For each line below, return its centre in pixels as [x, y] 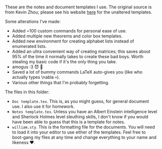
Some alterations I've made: [33, 22]
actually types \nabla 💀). [36, 77]
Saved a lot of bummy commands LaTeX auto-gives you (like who [77, 72]
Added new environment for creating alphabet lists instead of [73, 41]
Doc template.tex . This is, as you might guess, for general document [80, 101]
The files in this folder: [27, 92]
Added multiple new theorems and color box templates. [67, 36]
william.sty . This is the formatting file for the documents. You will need [83, 127]
